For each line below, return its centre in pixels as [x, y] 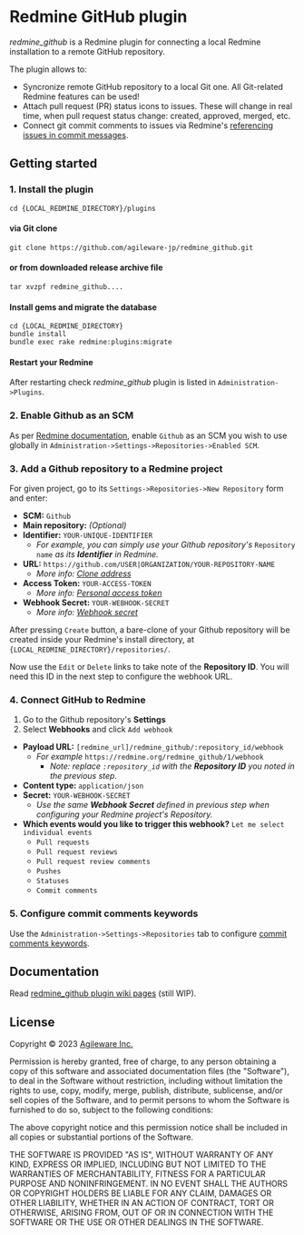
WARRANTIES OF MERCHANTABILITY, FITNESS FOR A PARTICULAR [137, 1174]
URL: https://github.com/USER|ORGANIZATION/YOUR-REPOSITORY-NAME [148, 564]
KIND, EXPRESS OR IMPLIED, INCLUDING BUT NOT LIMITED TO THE [138, 1164]
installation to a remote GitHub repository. [87, 51]
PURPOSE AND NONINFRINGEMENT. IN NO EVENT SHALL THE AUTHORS [149, 1184]
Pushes [49, 871]
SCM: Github [46, 516]
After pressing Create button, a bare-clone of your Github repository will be [150, 630]
